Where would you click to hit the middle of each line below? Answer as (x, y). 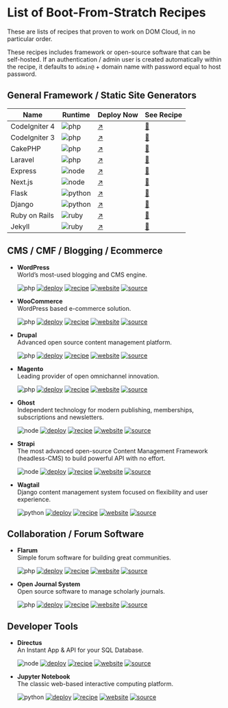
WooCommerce (40, 301)
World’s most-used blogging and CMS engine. (82, 275)
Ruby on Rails (33, 215)
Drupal (27, 335)
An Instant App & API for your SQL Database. (80, 650)
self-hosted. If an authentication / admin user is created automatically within (114, 59)
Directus (29, 643)
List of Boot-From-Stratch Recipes (107, 13)
